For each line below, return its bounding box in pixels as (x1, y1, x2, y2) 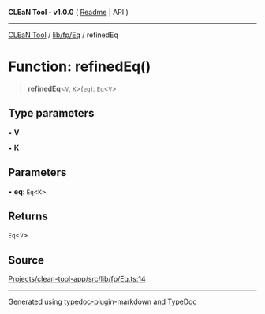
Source (8, 253, 45, 267)
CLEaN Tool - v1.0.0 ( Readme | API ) (8, 8, 129, 17)
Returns (8, 209, 49, 222)
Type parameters (8, 107, 95, 120)
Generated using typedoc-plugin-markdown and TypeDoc (8, 297, 197, 307)
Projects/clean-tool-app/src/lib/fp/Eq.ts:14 (8, 275, 146, 284)
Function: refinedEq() (8, 58, 151, 76)
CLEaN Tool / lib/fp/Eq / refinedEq (8, 30, 118, 39)
